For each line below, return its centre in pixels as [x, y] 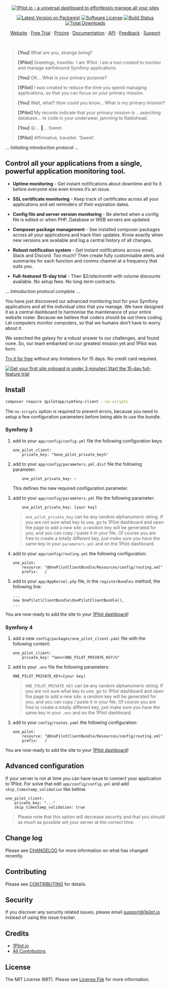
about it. [14, 328]
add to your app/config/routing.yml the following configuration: [80, 553]
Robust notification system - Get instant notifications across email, [83, 250]
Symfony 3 [19, 430]
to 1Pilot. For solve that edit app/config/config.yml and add [67, 784]
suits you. [23, 266]
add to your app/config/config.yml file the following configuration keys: [88, 441]
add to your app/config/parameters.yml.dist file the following [77, 464]
